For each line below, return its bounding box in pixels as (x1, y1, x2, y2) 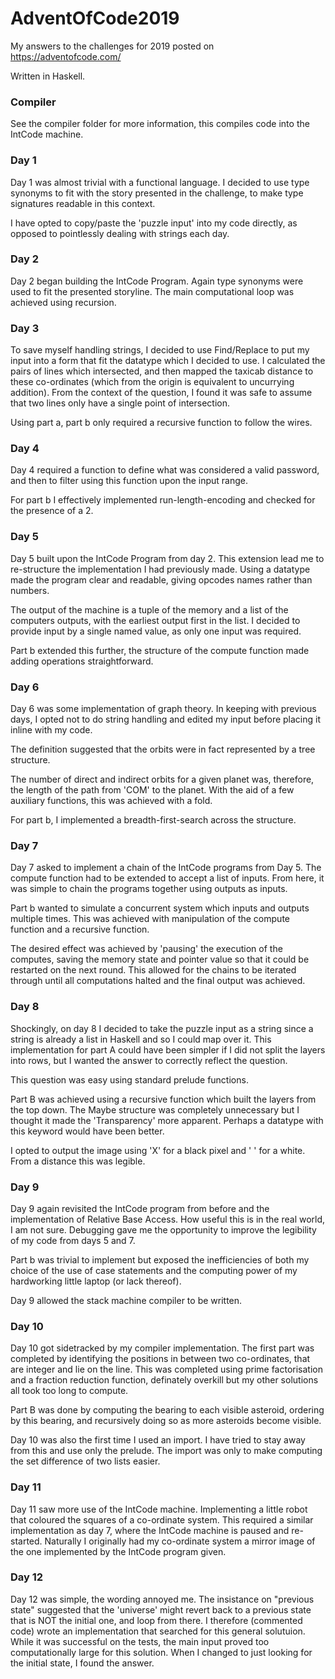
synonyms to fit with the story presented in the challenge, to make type (10, 187, 304, 199)
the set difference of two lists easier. (10, 1455, 161, 1467)
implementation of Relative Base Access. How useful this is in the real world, (10, 1213, 326, 1225)
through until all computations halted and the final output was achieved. (10, 975, 306, 987)
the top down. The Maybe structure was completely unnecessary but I (10, 1103, 300, 1116)
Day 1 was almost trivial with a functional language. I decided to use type (10, 176, 310, 188)
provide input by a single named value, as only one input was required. (10, 625, 302, 637)
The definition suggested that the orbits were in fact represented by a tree (10, 743, 316, 756)
